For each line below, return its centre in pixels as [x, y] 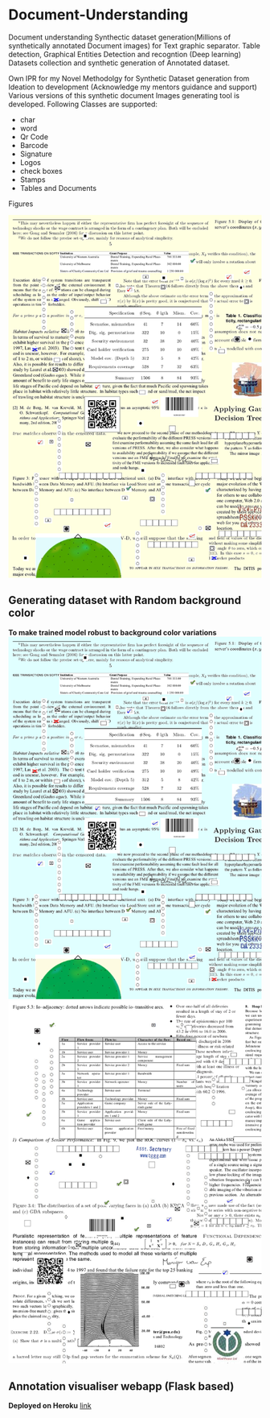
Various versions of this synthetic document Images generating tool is [124, 95]
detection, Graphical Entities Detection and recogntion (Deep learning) [125, 54]
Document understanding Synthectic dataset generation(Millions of [120, 37]
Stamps [33, 180]
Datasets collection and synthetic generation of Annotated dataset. [119, 63]
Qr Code [34, 136]
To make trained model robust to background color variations [112, 632]
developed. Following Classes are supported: [83, 104]
